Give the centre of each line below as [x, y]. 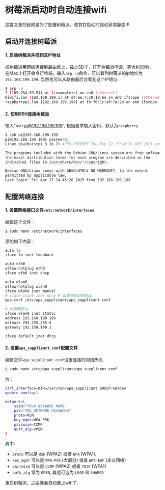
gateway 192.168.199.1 [28, 327]
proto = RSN [24, 415]
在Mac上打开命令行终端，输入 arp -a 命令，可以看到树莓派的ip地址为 [74, 73]
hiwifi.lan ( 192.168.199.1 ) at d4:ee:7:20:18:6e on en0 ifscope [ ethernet [83, 98]
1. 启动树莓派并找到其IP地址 [33, 55]
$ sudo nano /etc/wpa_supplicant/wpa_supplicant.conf [61, 369]
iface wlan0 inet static [30, 314]
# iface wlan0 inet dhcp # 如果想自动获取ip [49, 296]
